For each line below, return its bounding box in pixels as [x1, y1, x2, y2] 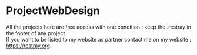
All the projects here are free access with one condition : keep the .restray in [6, 23, 191, 30]
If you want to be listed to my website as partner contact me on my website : [6, 36, 192, 43]
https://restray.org [6, 42, 50, 49]
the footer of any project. [6, 29, 66, 36]
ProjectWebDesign [6, 4, 100, 18]
